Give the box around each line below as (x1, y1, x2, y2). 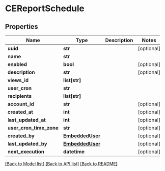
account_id (7, 101, 34, 107)
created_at (7, 108, 33, 115)
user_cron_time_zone (7, 125, 59, 131)
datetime (63, 149, 85, 155)
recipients (7, 93, 32, 99)
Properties (5, 22, 38, 31)
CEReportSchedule (5, 3, 84, 14)
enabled (7, 61, 27, 67)
